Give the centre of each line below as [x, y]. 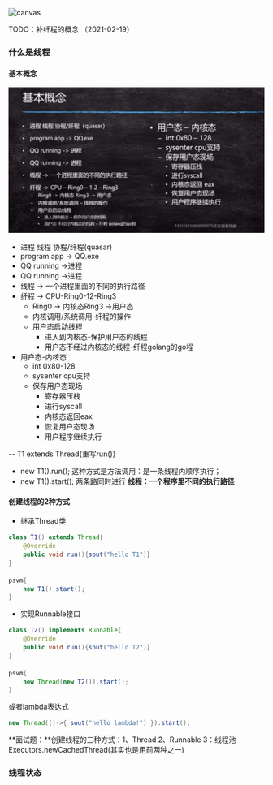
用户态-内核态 [43, 357]
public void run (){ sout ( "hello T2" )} [87, 648]
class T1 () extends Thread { [56, 537]
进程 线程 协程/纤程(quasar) [66, 247]
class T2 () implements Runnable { [65, 630]
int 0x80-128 [54, 366]
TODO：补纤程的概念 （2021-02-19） [71, 29]
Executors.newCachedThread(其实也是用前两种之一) [96, 750]
